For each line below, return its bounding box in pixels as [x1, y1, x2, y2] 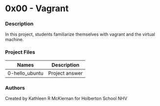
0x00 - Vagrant [5, 3, 69, 14]
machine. [5, 37, 24, 42]
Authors [5, 84, 25, 91]
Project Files [5, 49, 35, 56]
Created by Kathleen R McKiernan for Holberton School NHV [5, 96, 128, 102]
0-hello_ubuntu [7, 69, 44, 76]
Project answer [48, 69, 83, 76]
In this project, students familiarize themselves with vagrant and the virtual [5, 31, 155, 37]
